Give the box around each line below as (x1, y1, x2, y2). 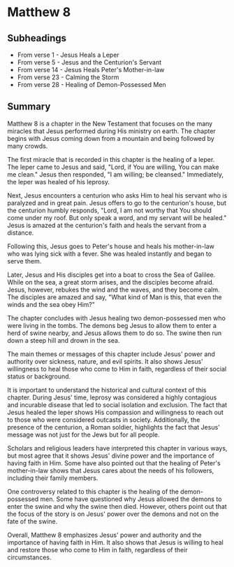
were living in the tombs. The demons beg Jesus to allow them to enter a (7, 321, 217, 329)
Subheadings (7, 32, 67, 44)
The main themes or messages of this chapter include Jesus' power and (7, 350, 215, 358)
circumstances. (7, 553, 52, 561)
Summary (7, 101, 51, 113)
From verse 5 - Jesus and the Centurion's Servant (17, 58, 162, 67)
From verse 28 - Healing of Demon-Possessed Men (17, 81, 166, 88)
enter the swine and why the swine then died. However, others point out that (7, 502, 227, 510)
